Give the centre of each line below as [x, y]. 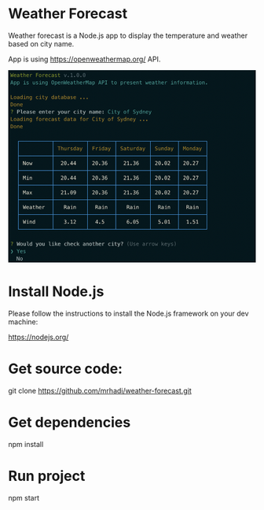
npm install [26, 444]
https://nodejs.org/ [38, 337]
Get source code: [66, 369]
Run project [47, 476]
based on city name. [41, 43]
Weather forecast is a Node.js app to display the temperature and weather [128, 35]
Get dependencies [70, 423]
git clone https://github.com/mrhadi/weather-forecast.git [100, 390]
